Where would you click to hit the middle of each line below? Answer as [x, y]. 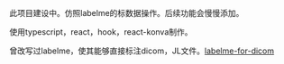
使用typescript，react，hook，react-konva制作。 [101, 32]
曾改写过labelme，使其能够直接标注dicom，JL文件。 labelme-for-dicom [142, 51]
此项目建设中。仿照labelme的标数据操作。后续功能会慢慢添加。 [127, 13]
